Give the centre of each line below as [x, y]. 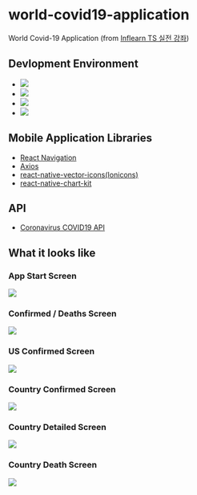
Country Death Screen [53, 465]
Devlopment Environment [73, 64]
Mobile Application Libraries [80, 138]
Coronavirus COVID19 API [62, 227]
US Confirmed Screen [51, 351]
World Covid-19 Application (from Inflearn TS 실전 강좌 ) [99, 38]
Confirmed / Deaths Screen [63, 313]
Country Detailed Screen [57, 427]
